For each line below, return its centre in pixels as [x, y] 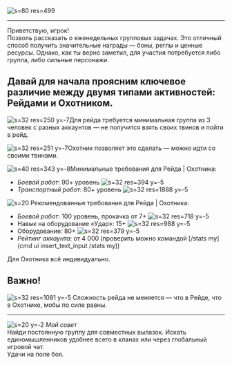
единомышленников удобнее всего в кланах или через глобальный [107, 339]
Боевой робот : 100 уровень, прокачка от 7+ [82, 216]
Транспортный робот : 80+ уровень [69, 189]
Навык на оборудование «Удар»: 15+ [71, 223]
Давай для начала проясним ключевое [97, 82]
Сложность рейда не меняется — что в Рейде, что [147, 297]
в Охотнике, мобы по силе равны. [57, 305]
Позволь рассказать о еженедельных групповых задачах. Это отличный [115, 38]
